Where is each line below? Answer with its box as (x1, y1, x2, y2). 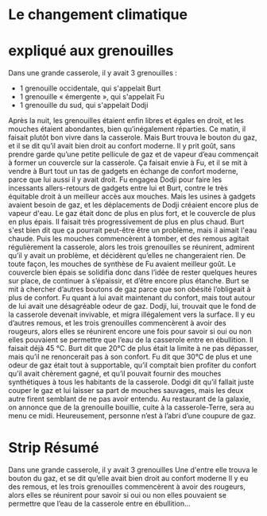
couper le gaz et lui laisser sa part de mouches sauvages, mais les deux (8, 386, 244, 395)
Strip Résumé (8, 439, 99, 457)
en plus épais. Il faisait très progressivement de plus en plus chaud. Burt (8, 217, 245, 227)
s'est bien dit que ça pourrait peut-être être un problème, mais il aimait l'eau (8, 225, 257, 235)
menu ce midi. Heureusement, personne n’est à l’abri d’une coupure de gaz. (8, 411, 257, 421)
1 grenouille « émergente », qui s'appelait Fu (19, 92, 165, 102)
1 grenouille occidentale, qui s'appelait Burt (19, 83, 161, 93)
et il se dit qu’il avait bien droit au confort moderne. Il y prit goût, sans (8, 141, 236, 151)
